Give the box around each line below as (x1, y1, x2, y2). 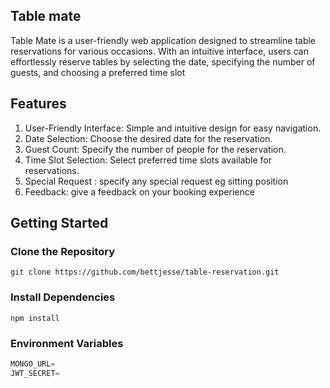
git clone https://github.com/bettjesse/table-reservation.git (10, 267, 280, 278)
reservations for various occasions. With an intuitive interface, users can (10, 45, 309, 57)
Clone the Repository (10, 244, 116, 258)
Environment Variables (10, 336, 124, 350)
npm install (10, 313, 60, 323)
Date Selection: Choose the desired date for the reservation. (24, 132, 273, 144)
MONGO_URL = (10, 359, 56, 369)
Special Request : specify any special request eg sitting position (24, 175, 289, 187)
